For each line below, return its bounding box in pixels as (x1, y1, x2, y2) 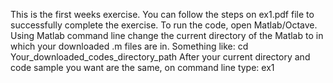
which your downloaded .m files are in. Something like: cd (10, 40, 249, 52)
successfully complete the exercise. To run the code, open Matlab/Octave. (10, 19, 318, 31)
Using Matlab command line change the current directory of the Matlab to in (10, 30, 324, 41)
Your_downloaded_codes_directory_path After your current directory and (10, 51, 311, 63)
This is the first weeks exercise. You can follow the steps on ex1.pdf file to (10, 9, 315, 20)
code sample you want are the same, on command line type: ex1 (10, 62, 275, 73)
